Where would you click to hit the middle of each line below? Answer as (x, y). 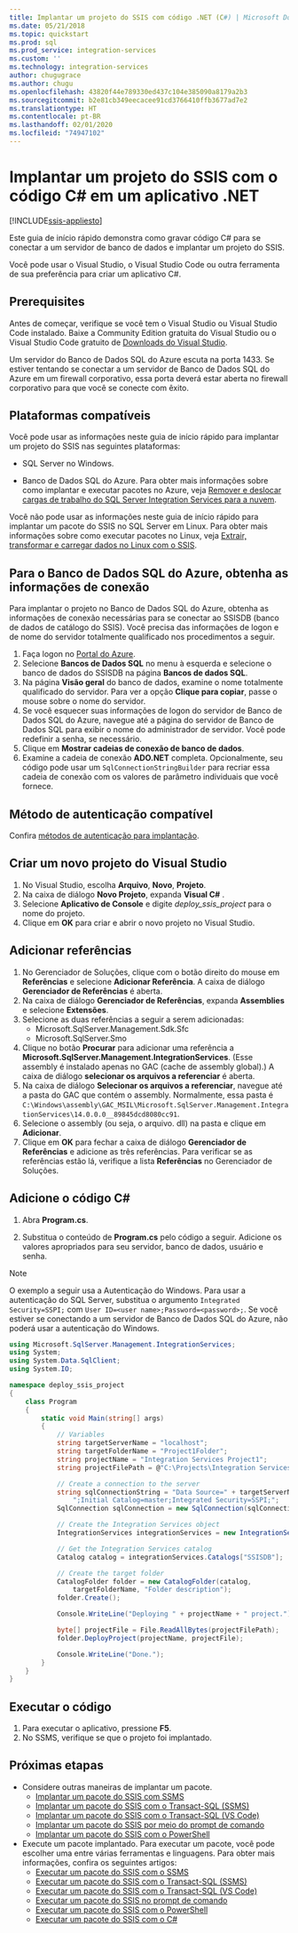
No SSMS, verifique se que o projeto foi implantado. (117, 1737)
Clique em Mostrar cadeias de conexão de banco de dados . (133, 748)
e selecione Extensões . (65, 1010)
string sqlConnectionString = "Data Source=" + (146, 1492)
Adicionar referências (71, 951)
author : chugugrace (45, 76)
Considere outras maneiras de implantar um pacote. (117, 1786)
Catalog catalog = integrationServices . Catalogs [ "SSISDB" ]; (170, 1557)
